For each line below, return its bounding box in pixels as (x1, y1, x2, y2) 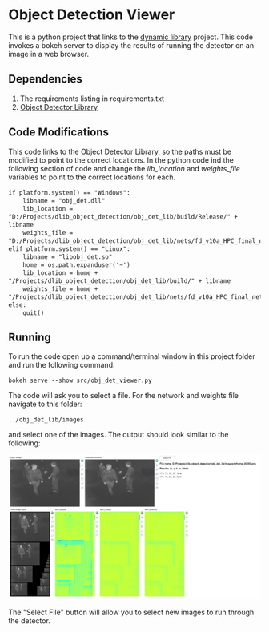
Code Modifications (8, 126, 110, 139)
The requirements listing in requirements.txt (19, 94, 165, 103)
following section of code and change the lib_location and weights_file (8, 163, 240, 173)
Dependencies (8, 72, 82, 86)
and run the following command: (8, 360, 115, 370)
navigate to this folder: (8, 399, 82, 409)
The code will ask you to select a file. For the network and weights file (8, 391, 239, 401)
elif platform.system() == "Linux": (8, 244, 130, 253)
